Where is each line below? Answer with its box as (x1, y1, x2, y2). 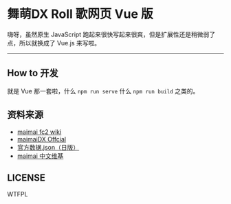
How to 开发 (7, 67, 58, 79)
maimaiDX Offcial (16, 135, 67, 143)
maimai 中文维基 (16, 152, 64, 160)
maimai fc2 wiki (16, 128, 62, 136)
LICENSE (7, 172, 46, 183)
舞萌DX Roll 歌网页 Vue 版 (7, 6, 153, 22)
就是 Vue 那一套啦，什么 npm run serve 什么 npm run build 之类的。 (7, 87, 199, 95)
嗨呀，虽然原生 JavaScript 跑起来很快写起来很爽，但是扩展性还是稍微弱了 (7, 30, 216, 38)
